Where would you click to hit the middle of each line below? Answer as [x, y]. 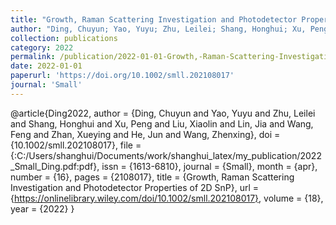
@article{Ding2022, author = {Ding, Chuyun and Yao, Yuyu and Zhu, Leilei [163, 113]
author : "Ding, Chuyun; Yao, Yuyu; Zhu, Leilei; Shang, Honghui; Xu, [158, 29]
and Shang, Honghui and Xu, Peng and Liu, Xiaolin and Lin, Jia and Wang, [162, 123]
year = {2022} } [42, 208]
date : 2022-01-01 [46, 66]
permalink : [33, 57]
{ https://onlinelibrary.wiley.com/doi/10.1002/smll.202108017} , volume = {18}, [167, 198]
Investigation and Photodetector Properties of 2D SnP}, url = [135, 187]
